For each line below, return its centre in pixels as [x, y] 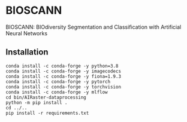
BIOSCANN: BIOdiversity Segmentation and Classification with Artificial [93, 27]
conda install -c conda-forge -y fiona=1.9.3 [63, 76]
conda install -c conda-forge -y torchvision [63, 87]
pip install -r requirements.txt [47, 113]
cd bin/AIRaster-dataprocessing [46, 97]
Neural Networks [27, 33]
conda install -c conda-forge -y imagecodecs [63, 71]
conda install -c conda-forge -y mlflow [57, 92]
